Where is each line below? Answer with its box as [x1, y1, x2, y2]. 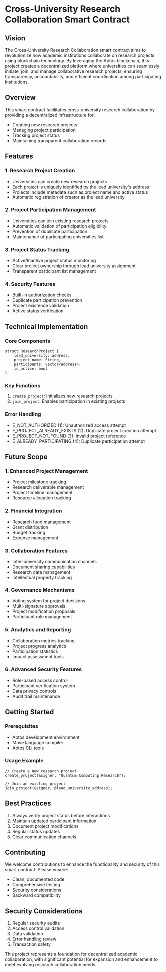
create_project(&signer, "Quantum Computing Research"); [5, 773, 126, 778]
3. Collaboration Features [5, 547, 68, 554]
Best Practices [5, 799, 51, 808]
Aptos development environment [12, 734, 80, 740]
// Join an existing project [5, 781, 66, 786]
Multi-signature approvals [12, 603, 66, 609]
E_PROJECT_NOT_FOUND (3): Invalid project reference [12, 433, 126, 439]
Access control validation [12, 925, 65, 931]
